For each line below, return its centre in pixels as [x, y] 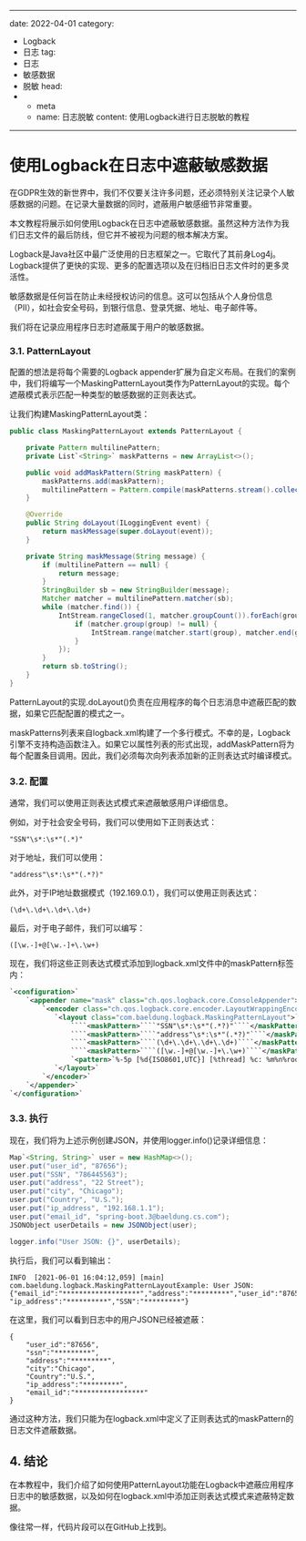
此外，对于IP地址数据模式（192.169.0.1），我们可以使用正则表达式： [134, 893]
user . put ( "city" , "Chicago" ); [67, 1191]
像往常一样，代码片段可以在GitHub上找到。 [90, 1527]
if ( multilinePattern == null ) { [106, 565]
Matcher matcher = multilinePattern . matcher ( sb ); [138, 599]
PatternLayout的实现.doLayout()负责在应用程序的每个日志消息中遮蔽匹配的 [149, 701]
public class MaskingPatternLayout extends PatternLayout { [126, 432]
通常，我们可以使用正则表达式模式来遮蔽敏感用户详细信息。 [121, 803]
